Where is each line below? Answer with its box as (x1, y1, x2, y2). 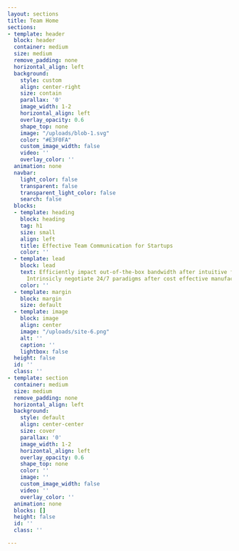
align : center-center (20, 421, 84, 428)
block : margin (20, 295, 62, 303)
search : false (20, 196, 62, 203)
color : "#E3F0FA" (20, 136, 72, 143)
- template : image (14, 308, 69, 315)
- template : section (7, 374, 69, 382)
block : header (14, 37, 55, 44)
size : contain (20, 90, 62, 97)
